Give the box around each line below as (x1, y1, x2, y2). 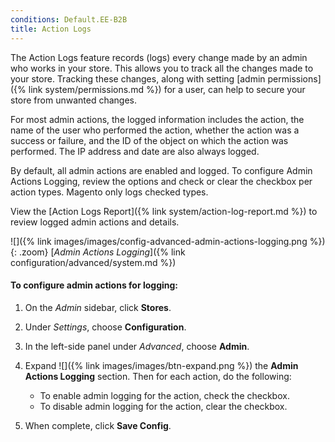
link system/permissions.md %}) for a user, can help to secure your (28, 83, 306, 95)
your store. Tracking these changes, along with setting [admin (10, 72, 266, 85)
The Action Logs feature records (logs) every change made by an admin (10, 51, 308, 63)
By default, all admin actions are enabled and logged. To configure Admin (10, 164, 313, 176)
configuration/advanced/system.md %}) (10, 256, 177, 268)
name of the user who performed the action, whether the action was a (10, 124, 300, 136)
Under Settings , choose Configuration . (24, 321, 187, 333)
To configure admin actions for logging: (10, 279, 179, 291)
